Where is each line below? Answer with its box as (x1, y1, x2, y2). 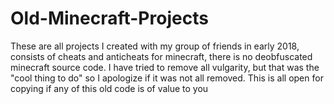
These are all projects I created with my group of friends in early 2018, (10, 40, 300, 52)
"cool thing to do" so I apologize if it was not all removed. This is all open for (10, 72, 324, 84)
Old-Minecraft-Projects (10, 7, 209, 30)
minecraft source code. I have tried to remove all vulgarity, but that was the (10, 61, 320, 73)
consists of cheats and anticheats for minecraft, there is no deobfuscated (10, 50, 313, 62)
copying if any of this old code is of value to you (10, 82, 209, 94)
